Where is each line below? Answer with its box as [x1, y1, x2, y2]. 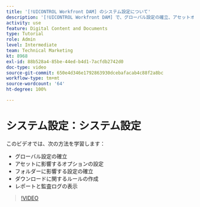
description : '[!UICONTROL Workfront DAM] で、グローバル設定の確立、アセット [6, 14, 190, 20]
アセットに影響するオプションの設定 [14, 160, 104, 167]
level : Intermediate [6, 42, 58, 48]
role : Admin [6, 36, 36, 42]
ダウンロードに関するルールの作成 [14, 175, 99, 182]
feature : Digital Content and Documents [6, 25, 108, 32]
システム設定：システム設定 [6, 119, 142, 133]
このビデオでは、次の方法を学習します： [6, 140, 105, 147]
